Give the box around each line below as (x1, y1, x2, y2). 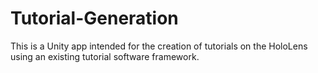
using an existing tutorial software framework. (10, 50, 200, 62)
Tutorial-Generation (10, 7, 179, 30)
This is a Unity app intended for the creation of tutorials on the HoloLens (10, 40, 308, 52)
